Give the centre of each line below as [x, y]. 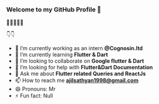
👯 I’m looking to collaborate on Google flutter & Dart [79, 61]
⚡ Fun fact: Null [34, 96]
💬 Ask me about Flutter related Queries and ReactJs [80, 74]
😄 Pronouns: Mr [35, 89]
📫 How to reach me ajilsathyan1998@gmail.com [77, 81]
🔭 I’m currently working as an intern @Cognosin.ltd [79, 48]
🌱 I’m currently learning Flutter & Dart [61, 55]
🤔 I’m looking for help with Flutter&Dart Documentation [84, 68]
